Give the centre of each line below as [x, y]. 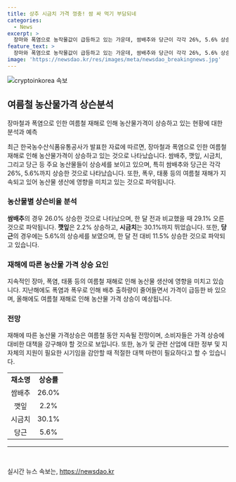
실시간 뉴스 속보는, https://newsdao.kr [61, 471]
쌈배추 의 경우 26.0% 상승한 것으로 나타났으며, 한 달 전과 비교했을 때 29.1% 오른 [116, 218]
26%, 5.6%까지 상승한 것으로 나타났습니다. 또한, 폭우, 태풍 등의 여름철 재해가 [113, 173]
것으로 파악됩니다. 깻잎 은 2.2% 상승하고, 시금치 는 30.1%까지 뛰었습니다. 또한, [113, 227]
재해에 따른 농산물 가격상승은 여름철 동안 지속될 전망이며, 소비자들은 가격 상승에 [116, 335]
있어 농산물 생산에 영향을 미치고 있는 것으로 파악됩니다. [101, 182]
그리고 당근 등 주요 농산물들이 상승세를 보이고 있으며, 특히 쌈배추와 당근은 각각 [114, 164]
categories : [25, 20]
